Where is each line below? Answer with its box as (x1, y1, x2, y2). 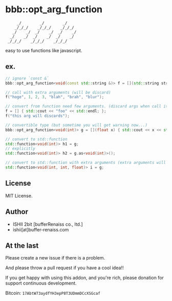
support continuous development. (5, 280, 77, 286)
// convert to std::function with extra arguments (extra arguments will (5, 160, 166, 165)
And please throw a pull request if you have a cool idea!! (5, 265, 124, 271)
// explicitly (5, 146, 36, 152)
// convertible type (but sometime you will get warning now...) (5, 122, 147, 127)
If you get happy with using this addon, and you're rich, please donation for (5, 275, 164, 281)
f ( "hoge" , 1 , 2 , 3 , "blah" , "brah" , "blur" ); (5, 95, 104, 100)
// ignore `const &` (5, 76, 50, 81)
